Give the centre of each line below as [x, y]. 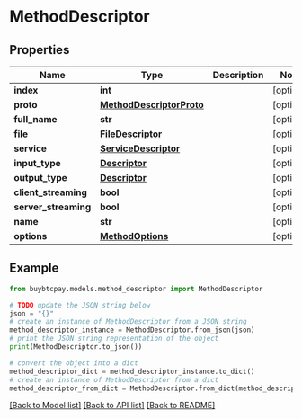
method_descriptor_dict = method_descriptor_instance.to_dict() [132, 371]
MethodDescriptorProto [152, 105]
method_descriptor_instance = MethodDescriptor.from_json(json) [132, 330]
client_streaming [50, 192]
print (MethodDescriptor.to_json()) [76, 347]
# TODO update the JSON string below [80, 305]
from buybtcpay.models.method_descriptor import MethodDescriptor [136, 289]
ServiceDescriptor [140, 148]
